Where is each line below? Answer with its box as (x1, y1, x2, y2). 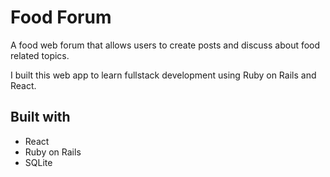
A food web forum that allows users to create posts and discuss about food (10, 39, 321, 51)
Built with (10, 109, 71, 126)
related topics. (10, 49, 70, 61)
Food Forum (10, 6, 112, 29)
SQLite (24, 156, 53, 168)
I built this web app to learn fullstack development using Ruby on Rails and (10, 69, 317, 81)
